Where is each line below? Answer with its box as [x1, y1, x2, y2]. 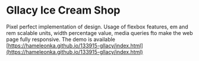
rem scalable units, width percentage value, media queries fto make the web [6, 29, 193, 36]
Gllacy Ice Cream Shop [6, 4, 121, 17]
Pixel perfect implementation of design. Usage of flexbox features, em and [6, 23, 188, 30]
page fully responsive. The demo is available [6, 36, 116, 43]
